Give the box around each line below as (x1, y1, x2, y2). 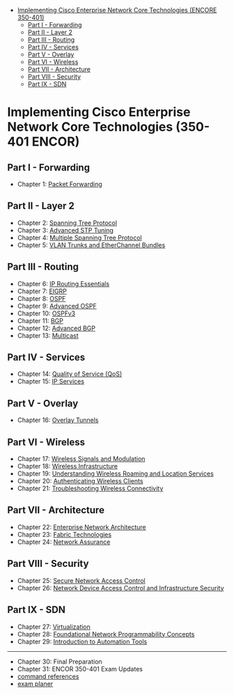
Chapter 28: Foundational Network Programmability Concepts (17, 630, 195, 638)
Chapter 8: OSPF (17, 294, 66, 302)
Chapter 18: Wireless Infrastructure (17, 462, 118, 471)
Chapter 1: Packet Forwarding (17, 180, 102, 188)
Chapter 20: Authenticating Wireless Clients (17, 477, 143, 485)
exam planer (17, 679, 54, 688)
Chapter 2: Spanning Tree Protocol (17, 219, 117, 227)
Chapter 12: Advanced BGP (17, 324, 96, 332)
